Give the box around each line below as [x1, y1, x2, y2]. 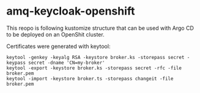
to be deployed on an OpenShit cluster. [6, 30, 105, 38]
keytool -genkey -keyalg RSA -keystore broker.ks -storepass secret [6, 54, 185, 60]
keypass [6, 60, 26, 66]
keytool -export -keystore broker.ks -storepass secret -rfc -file [6, 65, 182, 71]
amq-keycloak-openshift [6, 4, 136, 18]
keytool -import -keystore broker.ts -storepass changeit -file [6, 75, 174, 81]
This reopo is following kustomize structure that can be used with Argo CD [6, 24, 194, 32]
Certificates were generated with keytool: [6, 43, 111, 50]
